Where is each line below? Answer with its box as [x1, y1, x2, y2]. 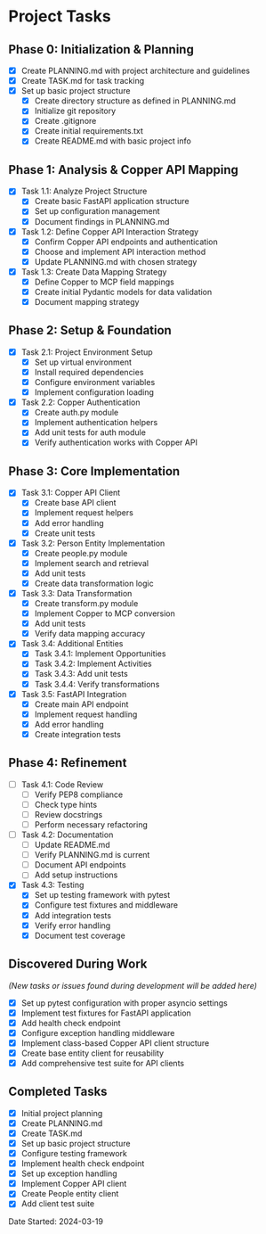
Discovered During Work [8, 957, 148, 972]
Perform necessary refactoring [34, 819, 148, 830]
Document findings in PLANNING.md [34, 216, 170, 226]
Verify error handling [34, 920, 111, 931]
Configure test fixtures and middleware [34, 900, 179, 910]
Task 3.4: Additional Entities [20, 638, 124, 649]
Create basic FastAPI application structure [34, 196, 189, 207]
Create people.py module [34, 547, 128, 558]
